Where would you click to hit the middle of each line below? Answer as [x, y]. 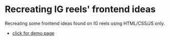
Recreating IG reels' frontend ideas [80, 9]
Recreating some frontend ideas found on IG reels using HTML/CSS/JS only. [85, 23]
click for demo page [33, 33]
